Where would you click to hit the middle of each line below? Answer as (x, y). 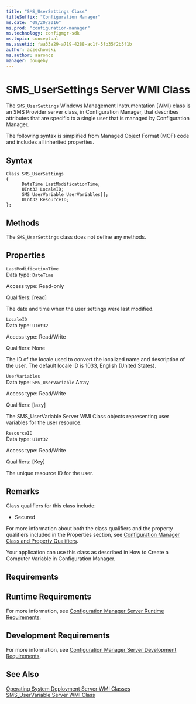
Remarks (23, 491)
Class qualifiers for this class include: (51, 506)
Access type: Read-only (35, 286)
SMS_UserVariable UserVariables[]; (65, 195)
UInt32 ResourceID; (45, 200)
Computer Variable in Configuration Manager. (61, 559)
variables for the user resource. (44, 422)
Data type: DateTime (30, 275)
